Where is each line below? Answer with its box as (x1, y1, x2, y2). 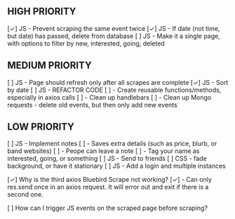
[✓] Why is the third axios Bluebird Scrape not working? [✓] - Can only (7, 175, 213, 184)
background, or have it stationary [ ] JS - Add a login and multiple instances (7, 161, 226, 171)
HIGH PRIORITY (7, 6, 76, 18)
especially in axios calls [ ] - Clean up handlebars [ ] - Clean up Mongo (7, 93, 212, 101)
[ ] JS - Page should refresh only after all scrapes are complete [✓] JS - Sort (7, 78, 229, 86)
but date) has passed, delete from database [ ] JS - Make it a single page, (7, 32, 221, 40)
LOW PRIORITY (7, 121, 75, 133)
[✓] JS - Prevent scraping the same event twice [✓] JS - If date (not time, (7, 24, 220, 32)
